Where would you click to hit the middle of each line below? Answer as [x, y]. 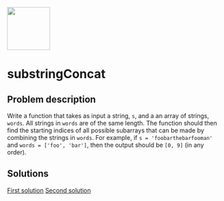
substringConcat [57, 74]
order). [17, 152]
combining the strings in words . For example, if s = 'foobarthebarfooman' [110, 138]
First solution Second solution [49, 190]
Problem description [51, 99]
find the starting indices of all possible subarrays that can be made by [105, 130]
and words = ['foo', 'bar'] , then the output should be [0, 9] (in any [105, 145]
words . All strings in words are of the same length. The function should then [112, 123]
